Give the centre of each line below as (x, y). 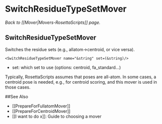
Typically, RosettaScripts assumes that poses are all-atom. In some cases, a (81, 77)
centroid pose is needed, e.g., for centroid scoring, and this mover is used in (81, 82)
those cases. (18, 87)
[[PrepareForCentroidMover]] (41, 111)
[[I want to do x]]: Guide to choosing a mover (57, 116)
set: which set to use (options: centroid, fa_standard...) (66, 67)
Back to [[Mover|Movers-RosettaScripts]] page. (53, 22)
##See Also (16, 96)
